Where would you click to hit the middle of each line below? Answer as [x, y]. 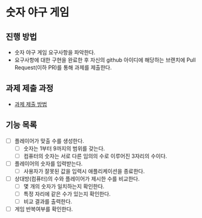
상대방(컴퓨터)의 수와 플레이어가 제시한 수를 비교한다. [77, 179]
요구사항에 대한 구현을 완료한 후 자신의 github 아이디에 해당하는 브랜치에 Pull [105, 60]
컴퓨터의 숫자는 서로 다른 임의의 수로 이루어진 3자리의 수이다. [95, 156]
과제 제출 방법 [31, 104]
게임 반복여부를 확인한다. [44, 209]
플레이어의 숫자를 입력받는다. [48, 163]
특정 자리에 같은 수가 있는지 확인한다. [67, 194]
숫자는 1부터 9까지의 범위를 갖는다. [64, 148]
